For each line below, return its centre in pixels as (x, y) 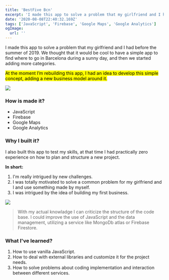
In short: (14, 167)
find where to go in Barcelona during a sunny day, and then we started (78, 58)
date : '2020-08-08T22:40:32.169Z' (41, 19)
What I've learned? (29, 240)
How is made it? (25, 101)
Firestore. (27, 228)
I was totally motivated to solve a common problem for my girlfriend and (87, 182)
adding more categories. (31, 63)
